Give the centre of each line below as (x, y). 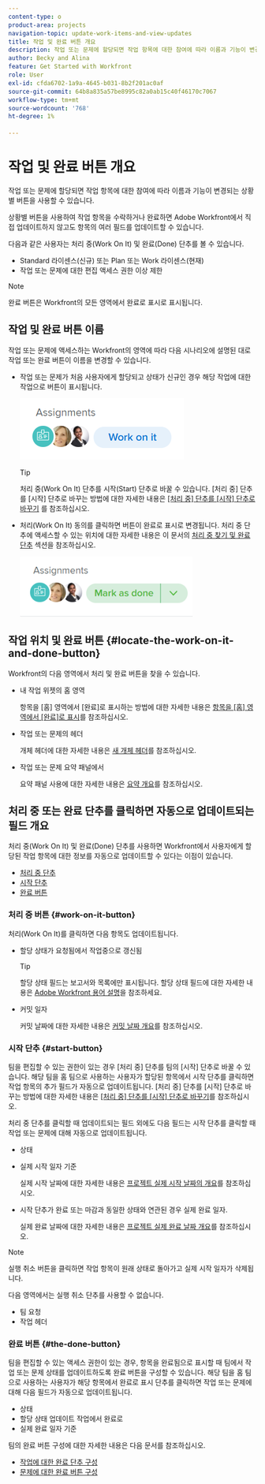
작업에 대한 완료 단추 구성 (59, 1462)
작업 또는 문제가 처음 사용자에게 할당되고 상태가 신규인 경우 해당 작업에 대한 (135, 377)
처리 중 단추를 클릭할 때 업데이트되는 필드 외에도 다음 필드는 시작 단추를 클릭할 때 (132, 1123)
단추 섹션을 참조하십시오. (58, 545)
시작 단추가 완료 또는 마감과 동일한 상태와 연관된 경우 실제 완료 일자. (123, 1210)
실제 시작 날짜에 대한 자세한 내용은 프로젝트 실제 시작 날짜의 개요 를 (121, 1183)
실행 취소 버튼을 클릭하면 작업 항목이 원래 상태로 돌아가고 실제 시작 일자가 (121, 1268)
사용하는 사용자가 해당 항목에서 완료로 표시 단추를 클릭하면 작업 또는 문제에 (137, 1382)
